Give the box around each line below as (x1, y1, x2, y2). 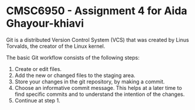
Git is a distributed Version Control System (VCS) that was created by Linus (6, 36, 189, 43)
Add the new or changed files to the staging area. (14, 72, 136, 79)
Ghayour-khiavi (6, 17, 84, 30)
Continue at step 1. (14, 96, 60, 104)
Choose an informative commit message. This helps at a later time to (14, 84, 182, 91)
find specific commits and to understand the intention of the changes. (14, 90, 185, 98)
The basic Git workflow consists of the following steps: (6, 54, 140, 61)
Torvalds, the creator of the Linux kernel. (6, 43, 105, 50)
